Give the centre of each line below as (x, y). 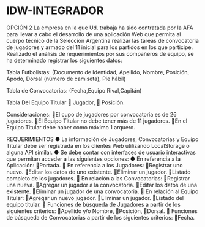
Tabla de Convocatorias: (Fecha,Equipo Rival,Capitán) (74, 90)
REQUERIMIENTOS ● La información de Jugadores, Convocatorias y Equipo (102, 139)
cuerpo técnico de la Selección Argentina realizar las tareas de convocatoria (102, 40)
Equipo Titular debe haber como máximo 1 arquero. (71, 127)
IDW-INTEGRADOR (55, 11)
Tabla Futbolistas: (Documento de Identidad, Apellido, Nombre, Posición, (98, 72)
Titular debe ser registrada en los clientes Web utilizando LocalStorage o (98, 145)
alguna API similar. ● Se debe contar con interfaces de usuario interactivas (101, 152)
